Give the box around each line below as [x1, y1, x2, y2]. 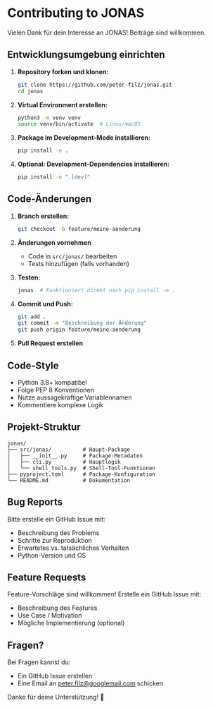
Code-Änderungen [7, 193, 92, 205]
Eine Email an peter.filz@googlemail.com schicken [17, 679, 164, 688]
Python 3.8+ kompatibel [17, 378, 87, 386]
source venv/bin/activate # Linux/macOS [17, 121, 141, 128]
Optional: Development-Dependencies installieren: [17, 160, 170, 169]
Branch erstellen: [17, 212, 70, 220]
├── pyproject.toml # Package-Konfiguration [7, 471, 156, 478]
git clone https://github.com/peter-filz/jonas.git [17, 81, 172, 88]
